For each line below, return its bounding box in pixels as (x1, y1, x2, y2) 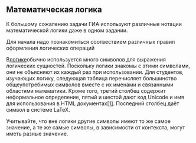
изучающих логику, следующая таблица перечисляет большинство (6, 74, 177, 82)
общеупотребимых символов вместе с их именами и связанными (6, 81, 174, 88)
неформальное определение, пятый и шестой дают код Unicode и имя (6, 93, 185, 100)
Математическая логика (6, 5, 102, 15)
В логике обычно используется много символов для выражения (6, 56, 166, 63)
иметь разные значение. (6, 130, 68, 137)
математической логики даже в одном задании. (6, 27, 128, 34)
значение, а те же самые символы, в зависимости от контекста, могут (6, 123, 185, 131)
